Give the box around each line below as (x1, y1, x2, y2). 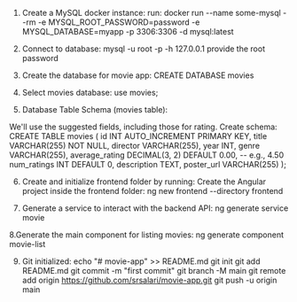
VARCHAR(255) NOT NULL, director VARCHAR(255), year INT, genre (9, 141, 260, 151)
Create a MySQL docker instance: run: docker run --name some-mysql (21, 8, 281, 18)
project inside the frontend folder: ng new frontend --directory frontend (21, 186, 284, 196)
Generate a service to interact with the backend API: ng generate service (21, 203, 289, 213)
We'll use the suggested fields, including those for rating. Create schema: (9, 121, 277, 132)
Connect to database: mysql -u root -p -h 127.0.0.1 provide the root (21, 43, 266, 54)
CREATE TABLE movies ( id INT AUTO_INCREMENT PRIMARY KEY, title (9, 131, 268, 141)
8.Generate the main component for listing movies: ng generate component (9, 229, 285, 240)
